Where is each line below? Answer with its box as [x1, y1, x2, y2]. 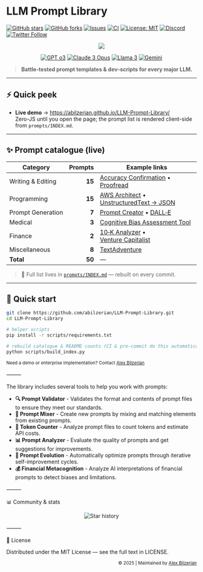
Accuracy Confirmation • [99, 173, 171, 181]
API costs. [14, 429, 40, 437]
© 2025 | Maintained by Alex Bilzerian [118, 560, 197, 566]
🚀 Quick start [6, 294, 56, 304]
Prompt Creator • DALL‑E [99, 208, 172, 217]
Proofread [99, 181, 129, 189]
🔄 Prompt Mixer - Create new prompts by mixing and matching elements [14, 410, 196, 417]
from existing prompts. [14, 417, 72, 424]
